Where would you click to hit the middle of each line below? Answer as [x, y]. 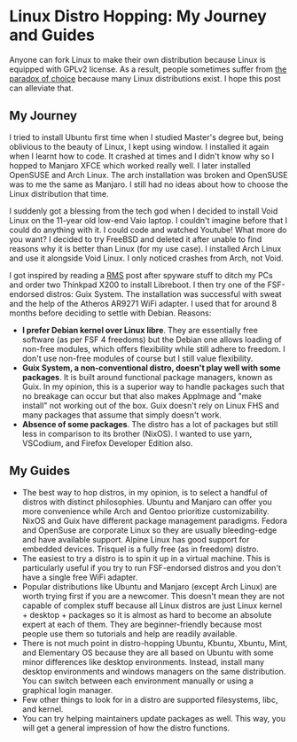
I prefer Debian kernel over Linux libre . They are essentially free [140, 330]
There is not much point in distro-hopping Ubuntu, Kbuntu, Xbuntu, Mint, [155, 643]
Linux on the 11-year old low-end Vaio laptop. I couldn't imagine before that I [148, 220]
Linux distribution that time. [59, 193]
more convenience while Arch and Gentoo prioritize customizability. [146, 511]
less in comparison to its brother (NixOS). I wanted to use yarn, [137, 433]
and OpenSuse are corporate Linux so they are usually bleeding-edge [149, 530]
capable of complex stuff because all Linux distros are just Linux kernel [152, 605]
